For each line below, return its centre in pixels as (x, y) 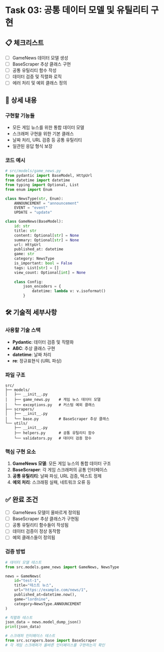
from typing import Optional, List (42, 185)
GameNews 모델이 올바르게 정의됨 (46, 513)
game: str (24, 254)
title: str (25, 231)
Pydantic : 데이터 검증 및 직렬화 (43, 342)
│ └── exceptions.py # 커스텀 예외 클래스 (50, 405)
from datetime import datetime (38, 180)
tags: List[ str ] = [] (36, 268)
